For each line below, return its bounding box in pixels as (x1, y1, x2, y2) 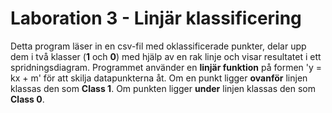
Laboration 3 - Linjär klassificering (10, 7, 302, 30)
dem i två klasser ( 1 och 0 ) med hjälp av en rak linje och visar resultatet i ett (10, 50, 322, 62)
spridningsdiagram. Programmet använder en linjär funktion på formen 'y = (10, 61, 323, 73)
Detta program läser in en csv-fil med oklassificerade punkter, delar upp (10, 40, 307, 52)
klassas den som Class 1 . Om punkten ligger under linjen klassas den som (10, 82, 316, 94)
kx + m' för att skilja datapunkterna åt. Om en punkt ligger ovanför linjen (10, 72, 308, 84)
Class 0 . (10, 93, 45, 105)
